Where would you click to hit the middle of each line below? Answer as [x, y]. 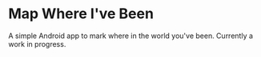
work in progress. [37, 44]
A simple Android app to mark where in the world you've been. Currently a [131, 36]
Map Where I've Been [81, 14]
